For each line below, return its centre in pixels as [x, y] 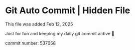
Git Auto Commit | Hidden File [68, 11]
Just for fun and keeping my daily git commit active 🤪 [60, 33]
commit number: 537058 [31, 43]
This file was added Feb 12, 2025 [39, 24]
